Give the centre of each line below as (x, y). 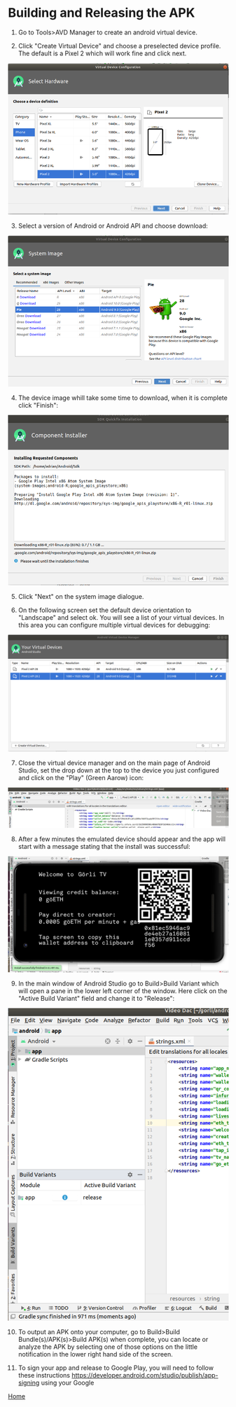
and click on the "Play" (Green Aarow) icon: (81, 777)
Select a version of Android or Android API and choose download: (113, 226)
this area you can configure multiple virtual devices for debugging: (114, 625)
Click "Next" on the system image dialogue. (81, 596)
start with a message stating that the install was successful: (104, 847)
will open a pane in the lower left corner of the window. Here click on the (123, 991)
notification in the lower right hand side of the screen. (96, 1354)
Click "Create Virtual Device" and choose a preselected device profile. (119, 46)
